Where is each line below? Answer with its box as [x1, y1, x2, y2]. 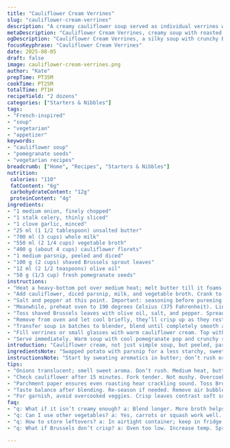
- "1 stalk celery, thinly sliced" [7, 214, 109, 221]
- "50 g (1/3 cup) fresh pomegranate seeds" [7, 272, 136, 279]
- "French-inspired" [7, 112, 66, 119]
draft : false [7, 55, 44, 62]
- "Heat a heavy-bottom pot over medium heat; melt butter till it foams [7, 284, 222, 292]
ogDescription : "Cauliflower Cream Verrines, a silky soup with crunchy [7, 36, 219, 43]
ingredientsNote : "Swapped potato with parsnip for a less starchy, [7, 348, 207, 355]
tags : [7, 106, 23, 113]
